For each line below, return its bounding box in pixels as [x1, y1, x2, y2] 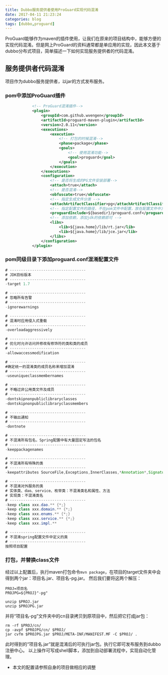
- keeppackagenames [5, 447, 43, 452]
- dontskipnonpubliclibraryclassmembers [5, 401, 88, 406]
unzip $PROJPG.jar [5, 603, 43, 608]
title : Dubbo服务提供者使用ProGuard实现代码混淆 [5, 7, 98, 12]
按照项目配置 [5, 543, 28, 549]
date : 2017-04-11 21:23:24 [5, 12, 61, 17]
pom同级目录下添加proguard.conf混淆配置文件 [5, 256, 119, 263]
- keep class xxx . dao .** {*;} [5, 502, 66, 507]
